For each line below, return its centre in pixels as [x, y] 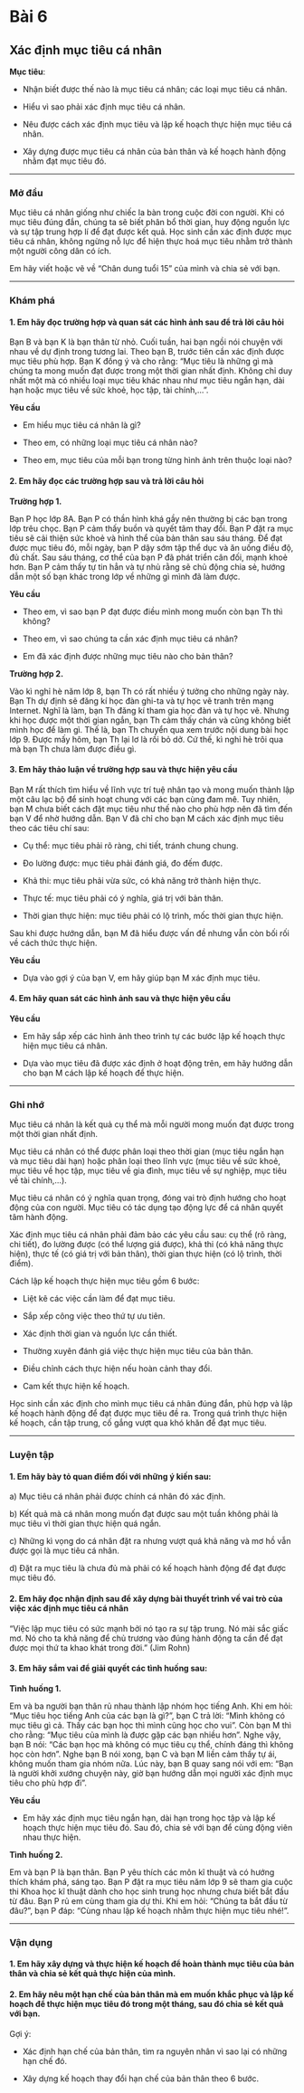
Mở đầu [26, 193]
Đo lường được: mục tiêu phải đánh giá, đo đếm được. [123, 863]
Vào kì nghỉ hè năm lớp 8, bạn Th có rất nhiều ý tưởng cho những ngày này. [149, 691]
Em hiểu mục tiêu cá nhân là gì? [82, 425]
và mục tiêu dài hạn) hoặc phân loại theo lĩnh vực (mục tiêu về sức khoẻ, [145, 1161]
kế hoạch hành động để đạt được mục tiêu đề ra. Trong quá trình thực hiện [148, 1414]
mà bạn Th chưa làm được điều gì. [73, 749]
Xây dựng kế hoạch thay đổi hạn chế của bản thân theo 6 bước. [141, 2079]
